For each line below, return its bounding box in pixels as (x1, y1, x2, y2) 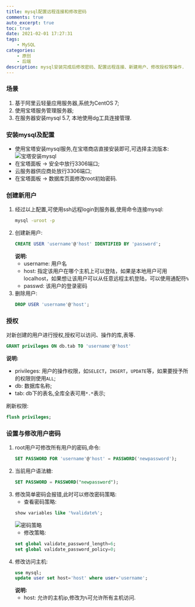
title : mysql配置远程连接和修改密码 (6, 8, 87, 15)
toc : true (6, 25, 31, 32)
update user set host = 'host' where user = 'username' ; (14, 575, 148, 581)
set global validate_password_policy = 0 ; (14, 546, 116, 552)
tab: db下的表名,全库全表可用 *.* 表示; (14, 390, 106, 397)
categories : (6, 48, 36, 54)
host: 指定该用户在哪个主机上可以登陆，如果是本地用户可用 (23, 268, 168, 275)
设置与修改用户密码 (6, 429, 61, 438)
